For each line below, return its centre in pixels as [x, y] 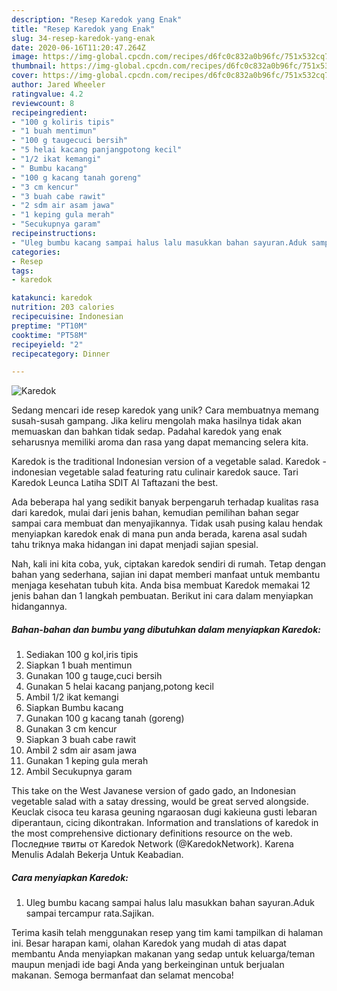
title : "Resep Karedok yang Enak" [83, 29]
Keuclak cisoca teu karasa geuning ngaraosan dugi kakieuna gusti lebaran [164, 812]
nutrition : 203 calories [63, 307]
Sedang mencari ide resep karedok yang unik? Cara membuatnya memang [165, 410]
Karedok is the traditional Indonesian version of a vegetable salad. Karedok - [169, 462]
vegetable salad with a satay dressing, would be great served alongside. [160, 802]
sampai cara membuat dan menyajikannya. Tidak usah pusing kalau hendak [167, 523]
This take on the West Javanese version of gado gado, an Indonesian [154, 791]
